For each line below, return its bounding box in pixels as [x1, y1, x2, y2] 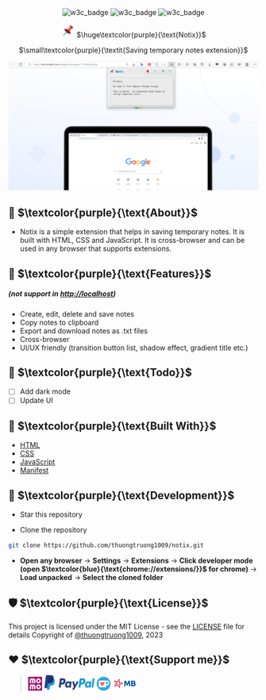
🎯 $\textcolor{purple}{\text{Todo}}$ [8, 365, 192, 379]
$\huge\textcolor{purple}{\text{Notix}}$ [76, 30, 206, 39]
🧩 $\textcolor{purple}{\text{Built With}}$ [8, 419, 217, 433]
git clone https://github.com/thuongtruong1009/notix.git [8, 541, 204, 550]
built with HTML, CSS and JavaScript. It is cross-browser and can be [19, 236, 245, 245]
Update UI [19, 396, 53, 406]
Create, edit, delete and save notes [19, 309, 135, 318]
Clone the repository [19, 525, 87, 535]
